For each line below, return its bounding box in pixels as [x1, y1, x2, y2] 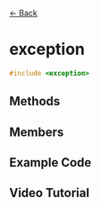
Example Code [9, 155, 92, 170]
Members [9, 124, 64, 139]
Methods [9, 94, 61, 109]
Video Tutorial [9, 185, 90, 201]
